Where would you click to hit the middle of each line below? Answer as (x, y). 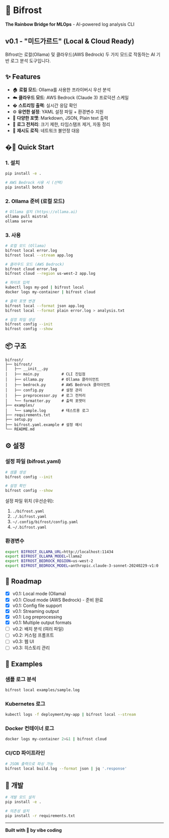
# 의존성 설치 (17, 811)
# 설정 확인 (16, 486)
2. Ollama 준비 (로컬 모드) (35, 201)
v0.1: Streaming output (36, 612)
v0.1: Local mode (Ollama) (39, 593)
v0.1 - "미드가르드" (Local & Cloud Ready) (70, 42)
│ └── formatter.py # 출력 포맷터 (46, 401)
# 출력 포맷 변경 (20, 301)
